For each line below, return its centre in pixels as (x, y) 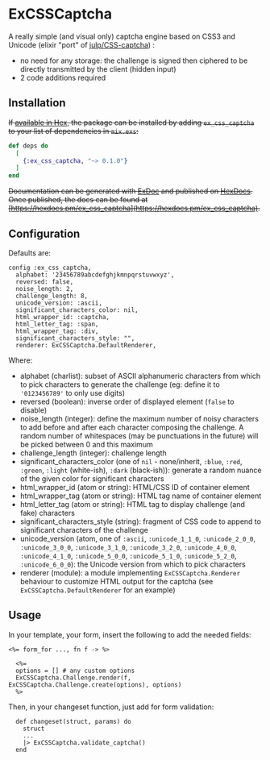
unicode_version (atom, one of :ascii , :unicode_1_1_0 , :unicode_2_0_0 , (138, 538)
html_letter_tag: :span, (57, 324)
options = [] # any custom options (75, 671)
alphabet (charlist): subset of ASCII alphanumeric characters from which (140, 376)
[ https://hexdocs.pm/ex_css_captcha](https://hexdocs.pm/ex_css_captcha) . (134, 208)
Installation (37, 103)
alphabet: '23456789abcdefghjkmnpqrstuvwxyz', (95, 275)
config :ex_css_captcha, (50, 268)
